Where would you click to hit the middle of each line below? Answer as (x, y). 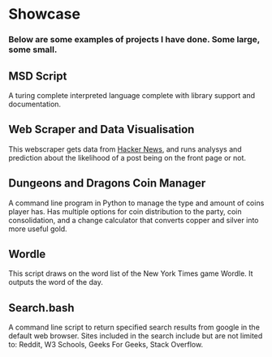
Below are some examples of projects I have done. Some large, (134, 40)
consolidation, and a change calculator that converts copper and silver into (134, 220)
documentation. (35, 104)
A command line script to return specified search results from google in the (134, 327)
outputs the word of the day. (56, 282)
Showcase (45, 14)
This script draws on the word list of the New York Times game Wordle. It (131, 273)
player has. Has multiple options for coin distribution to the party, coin (125, 211)
